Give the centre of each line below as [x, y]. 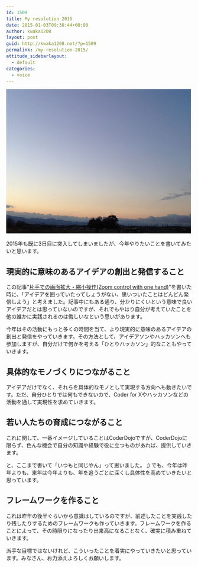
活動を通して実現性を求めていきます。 [53, 402]
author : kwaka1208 [29, 31]
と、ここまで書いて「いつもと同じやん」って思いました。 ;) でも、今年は [94, 465]
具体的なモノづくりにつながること [68, 372]
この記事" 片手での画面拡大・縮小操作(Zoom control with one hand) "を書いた [99, 287]
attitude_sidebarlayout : [37, 56]
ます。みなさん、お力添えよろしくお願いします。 [65, 558]
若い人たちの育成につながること [64, 422]
